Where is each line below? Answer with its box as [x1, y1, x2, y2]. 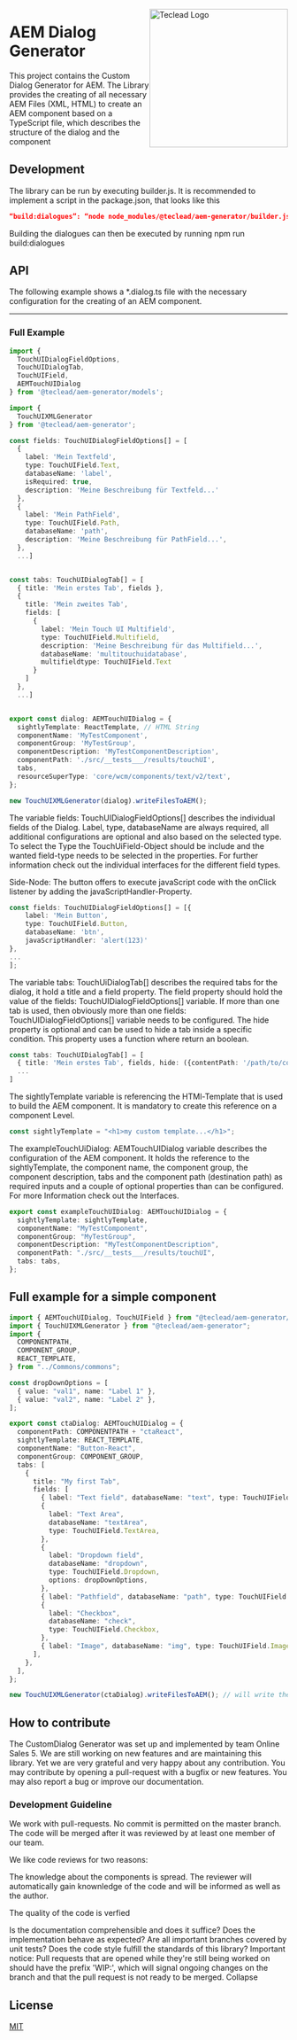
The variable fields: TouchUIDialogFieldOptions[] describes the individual [9, 812, 276, 823]
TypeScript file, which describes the [9, 117, 141, 128]
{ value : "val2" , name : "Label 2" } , [17, 1395, 156, 1404]
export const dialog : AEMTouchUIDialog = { [9, 714, 172, 723]
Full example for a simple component [9, 1289, 217, 1304]
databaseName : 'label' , [25, 470, 113, 479]
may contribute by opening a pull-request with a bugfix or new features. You [9, 1767, 287, 1778]
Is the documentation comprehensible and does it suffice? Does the [9, 1925, 256, 1935]
